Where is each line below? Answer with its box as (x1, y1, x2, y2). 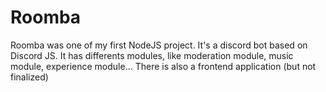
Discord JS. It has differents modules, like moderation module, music (10, 49, 294, 61)
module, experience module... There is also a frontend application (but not (10, 60, 317, 72)
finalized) (10, 71, 49, 83)
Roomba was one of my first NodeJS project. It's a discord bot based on (10, 39, 308, 51)
